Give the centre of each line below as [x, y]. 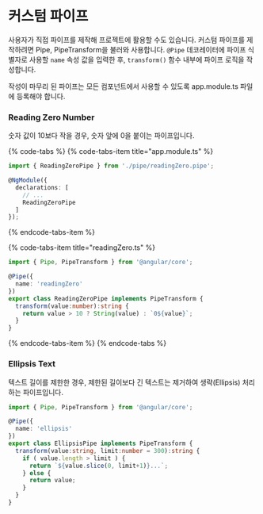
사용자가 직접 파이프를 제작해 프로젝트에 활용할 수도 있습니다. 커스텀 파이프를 [127, 40]
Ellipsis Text [32, 364]
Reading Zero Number [51, 117]
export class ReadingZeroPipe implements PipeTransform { [106, 298]
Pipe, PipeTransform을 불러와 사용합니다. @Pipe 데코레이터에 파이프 [141, 49]
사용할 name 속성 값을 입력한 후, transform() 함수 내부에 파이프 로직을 [137, 59]
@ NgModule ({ [28, 180]
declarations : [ [42, 187]
